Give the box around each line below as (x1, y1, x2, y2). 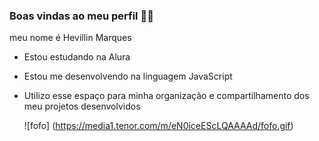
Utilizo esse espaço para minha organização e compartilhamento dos (23, 90, 310, 102)
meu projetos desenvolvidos (23, 100, 141, 113)
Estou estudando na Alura (23, 51, 131, 63)
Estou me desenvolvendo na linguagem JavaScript (23, 70, 233, 83)
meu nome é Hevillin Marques (9, 32, 132, 44)
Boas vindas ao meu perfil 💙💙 (9, 9, 154, 23)
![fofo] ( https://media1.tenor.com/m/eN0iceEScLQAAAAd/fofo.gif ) (23, 120, 294, 132)
